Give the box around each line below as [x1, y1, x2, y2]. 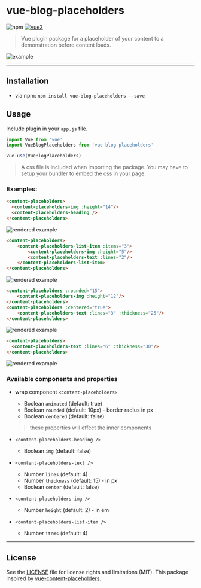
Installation [6, 76, 49, 86]
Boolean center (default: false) [23, 483, 99, 490]
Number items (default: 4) [23, 530, 88, 537]
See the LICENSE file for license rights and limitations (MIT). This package [6, 569, 189, 576]
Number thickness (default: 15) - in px [23, 477, 118, 485]
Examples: [6, 185, 38, 193]
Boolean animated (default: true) [23, 400, 103, 407]
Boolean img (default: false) [23, 447, 92, 455]
